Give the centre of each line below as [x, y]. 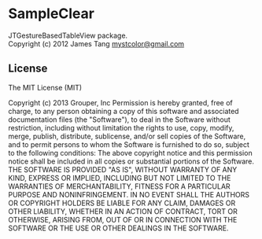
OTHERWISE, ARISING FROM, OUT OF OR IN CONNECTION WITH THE [123, 219]
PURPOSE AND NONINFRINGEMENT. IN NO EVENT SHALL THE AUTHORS [129, 194]
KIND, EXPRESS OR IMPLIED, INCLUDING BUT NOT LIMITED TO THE [120, 178]
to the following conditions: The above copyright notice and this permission [131, 153]
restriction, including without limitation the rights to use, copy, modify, [121, 127]
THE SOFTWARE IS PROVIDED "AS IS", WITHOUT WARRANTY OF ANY [123, 169]
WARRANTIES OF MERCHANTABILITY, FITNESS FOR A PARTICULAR [119, 186]
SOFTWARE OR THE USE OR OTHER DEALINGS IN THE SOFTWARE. [118, 228]
